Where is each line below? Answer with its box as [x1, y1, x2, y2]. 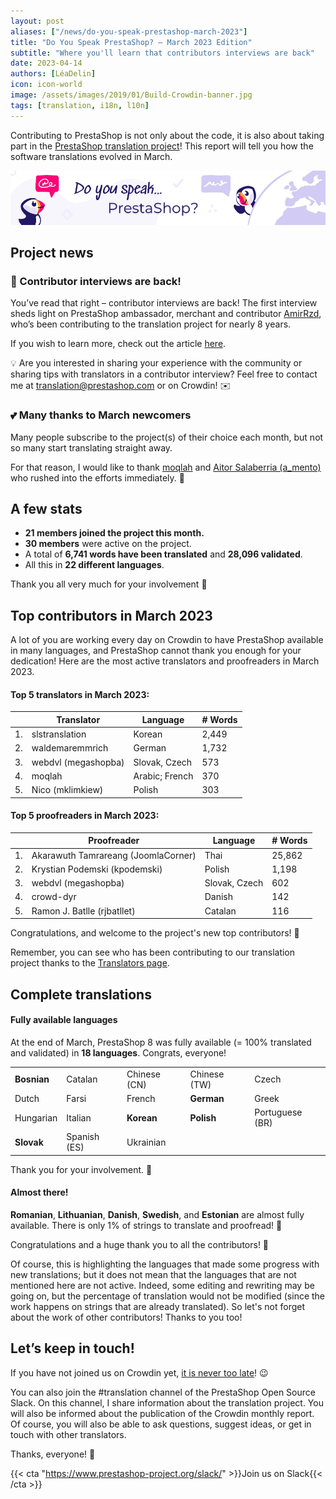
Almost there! [10, 1186, 69, 1199]
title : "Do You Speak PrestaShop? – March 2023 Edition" [10, 37, 253, 47]
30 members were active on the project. [24, 538, 192, 550]
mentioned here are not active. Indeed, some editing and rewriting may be [10, 1279, 315, 1291]
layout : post [10, 16, 65, 26]
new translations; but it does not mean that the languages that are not [10, 1268, 297, 1280]
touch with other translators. [10, 1428, 127, 1440]
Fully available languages [10, 1014, 118, 1026]
